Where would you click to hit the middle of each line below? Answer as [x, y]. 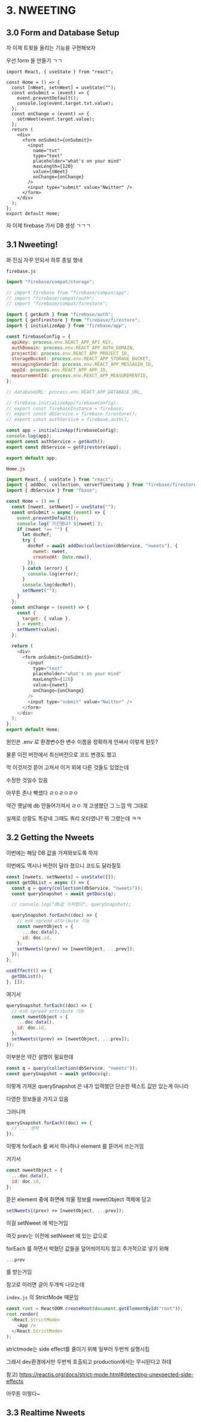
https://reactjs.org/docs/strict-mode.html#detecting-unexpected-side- [106, 1374]
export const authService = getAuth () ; [56, 442]
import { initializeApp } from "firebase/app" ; [67, 326]
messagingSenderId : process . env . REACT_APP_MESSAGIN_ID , [83, 364]
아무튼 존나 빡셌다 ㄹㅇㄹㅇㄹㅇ [42, 793]
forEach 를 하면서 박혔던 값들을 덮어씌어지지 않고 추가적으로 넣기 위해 [88, 1248]
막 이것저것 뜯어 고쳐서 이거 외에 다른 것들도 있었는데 [68, 767]
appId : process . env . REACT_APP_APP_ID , [60, 370]
